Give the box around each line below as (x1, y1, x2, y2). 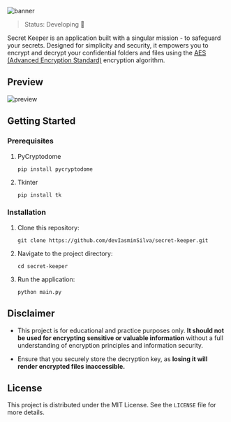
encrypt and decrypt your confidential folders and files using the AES (7, 49, 207, 57)
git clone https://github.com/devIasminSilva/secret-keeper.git (17, 237, 209, 244)
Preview (7, 76, 44, 88)
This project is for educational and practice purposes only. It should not (17, 326, 225, 335)
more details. (7, 408, 45, 416)
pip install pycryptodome (17, 165, 93, 173)
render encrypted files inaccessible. (17, 362, 126, 370)
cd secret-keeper (17, 262, 68, 269)
